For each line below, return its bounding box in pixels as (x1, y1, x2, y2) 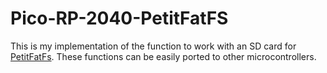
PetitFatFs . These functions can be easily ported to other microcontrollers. (10, 50, 317, 62)
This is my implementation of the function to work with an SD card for (10, 40, 297, 52)
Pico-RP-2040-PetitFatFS (10, 7, 229, 30)
